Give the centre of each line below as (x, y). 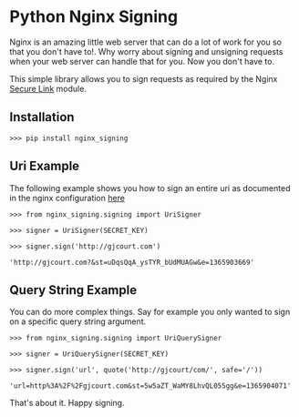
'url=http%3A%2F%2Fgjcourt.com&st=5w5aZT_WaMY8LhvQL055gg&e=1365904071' (150, 386)
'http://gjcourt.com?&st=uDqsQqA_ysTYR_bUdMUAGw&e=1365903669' (132, 262)
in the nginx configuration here (67, 198)
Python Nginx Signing (94, 17)
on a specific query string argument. (78, 321)
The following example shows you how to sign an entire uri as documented (150, 188)
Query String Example (73, 290)
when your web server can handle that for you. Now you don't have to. (142, 61)
